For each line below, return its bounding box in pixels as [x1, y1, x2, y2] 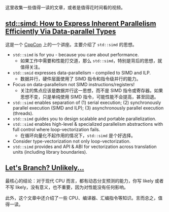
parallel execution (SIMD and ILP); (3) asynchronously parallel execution [12, 104, 164, 111]
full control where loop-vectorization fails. [12, 126, 100, 132]
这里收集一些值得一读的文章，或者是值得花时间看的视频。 [5, 5, 125, 10]
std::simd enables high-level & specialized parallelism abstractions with [12, 121, 163, 127]
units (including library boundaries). [12, 149, 87, 155]
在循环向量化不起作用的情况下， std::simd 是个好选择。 [20, 132, 136, 138]
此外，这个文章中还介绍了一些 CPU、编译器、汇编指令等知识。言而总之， [5, 195, 158, 201]
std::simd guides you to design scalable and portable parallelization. [12, 116, 156, 122]
